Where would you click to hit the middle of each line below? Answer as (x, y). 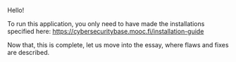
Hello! (16, 10)
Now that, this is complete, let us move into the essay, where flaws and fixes (118, 45)
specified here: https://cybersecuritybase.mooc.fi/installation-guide (106, 31)
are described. (29, 52)
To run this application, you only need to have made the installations (106, 24)
